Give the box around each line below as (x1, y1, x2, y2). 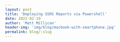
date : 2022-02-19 (5, 16, 41, 21)
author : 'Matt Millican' (5, 20, 56, 26)
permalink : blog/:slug (5, 29, 52, 34)
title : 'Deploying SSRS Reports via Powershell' (5, 12, 107, 16)
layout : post (5, 7, 32, 12)
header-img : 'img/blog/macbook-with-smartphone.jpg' (5, 25, 116, 30)
